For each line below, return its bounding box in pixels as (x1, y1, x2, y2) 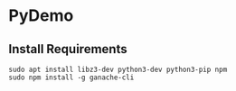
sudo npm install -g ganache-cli (8, 73, 135, 82)
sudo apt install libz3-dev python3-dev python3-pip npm (8, 65, 228, 74)
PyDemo (8, 5, 74, 26)
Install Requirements (8, 41, 127, 57)
